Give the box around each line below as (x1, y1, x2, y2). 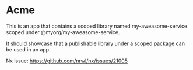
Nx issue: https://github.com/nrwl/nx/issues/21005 (6, 57, 128, 64)
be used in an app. (6, 46, 51, 53)
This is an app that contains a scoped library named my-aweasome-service (6, 23, 188, 30)
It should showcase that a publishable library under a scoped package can (6, 40, 185, 47)
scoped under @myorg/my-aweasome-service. (6, 28, 120, 35)
